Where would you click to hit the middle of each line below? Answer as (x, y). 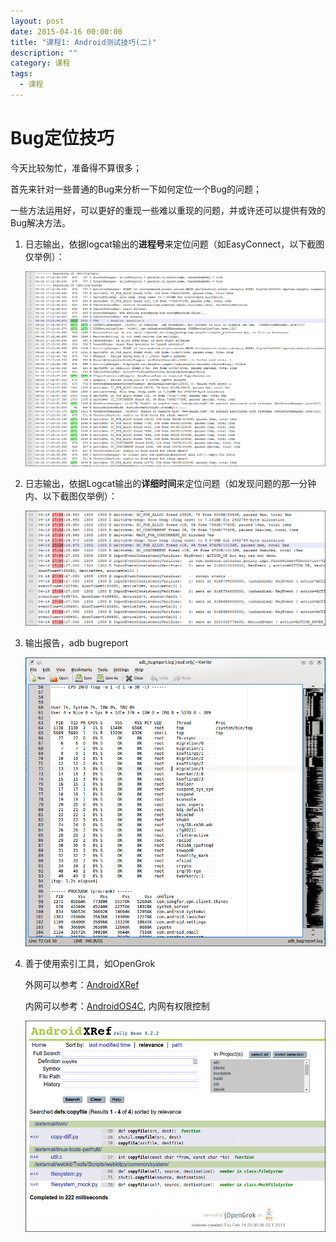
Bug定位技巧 (62, 138)
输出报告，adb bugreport (76, 643)
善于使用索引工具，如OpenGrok (90, 964)
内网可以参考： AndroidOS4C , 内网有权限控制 (117, 1006)
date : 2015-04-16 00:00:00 (66, 31)
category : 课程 (40, 63)
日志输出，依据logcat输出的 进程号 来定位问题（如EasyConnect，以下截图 (174, 244)
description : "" (44, 53)
